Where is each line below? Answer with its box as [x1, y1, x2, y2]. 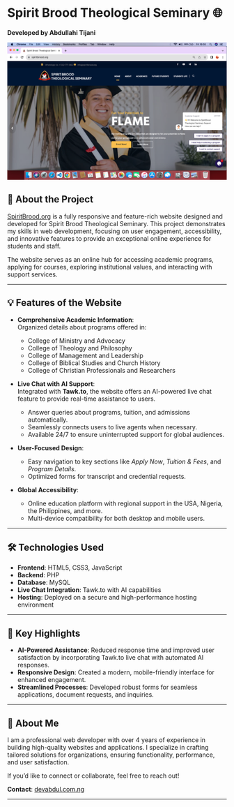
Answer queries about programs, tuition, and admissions [27, 408, 190, 416]
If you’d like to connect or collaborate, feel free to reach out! [7, 771, 180, 780]
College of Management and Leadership [27, 351, 144, 360]
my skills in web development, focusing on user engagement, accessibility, [7, 227, 222, 235]
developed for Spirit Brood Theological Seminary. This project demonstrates [7, 219, 226, 228]
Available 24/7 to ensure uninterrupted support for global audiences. [27, 430, 225, 438]
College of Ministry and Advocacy [27, 336, 125, 345]
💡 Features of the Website [7, 297, 122, 309]
